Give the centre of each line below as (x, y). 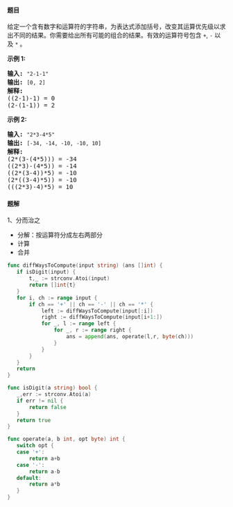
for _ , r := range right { (93, 330)
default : (29, 478)
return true (34, 420)
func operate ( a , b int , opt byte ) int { (67, 439)
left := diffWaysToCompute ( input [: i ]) (97, 311)
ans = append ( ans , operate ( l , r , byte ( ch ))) (130, 337)
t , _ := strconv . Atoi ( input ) (69, 279)
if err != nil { (40, 401)
